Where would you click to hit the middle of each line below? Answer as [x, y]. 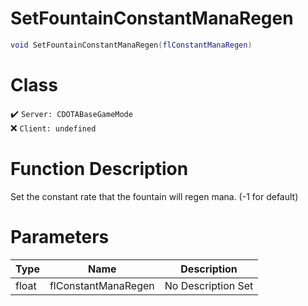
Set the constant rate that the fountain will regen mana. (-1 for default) [154, 196]
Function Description [99, 168]
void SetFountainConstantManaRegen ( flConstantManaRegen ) [131, 45]
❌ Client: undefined [53, 128]
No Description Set [209, 285]
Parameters [60, 236]
